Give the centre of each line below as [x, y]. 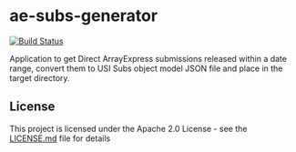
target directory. [40, 77]
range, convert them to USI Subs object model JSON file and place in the [146, 68]
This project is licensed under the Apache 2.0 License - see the [128, 128]
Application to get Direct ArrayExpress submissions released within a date [148, 58]
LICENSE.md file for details [60, 138]
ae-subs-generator [83, 16]
